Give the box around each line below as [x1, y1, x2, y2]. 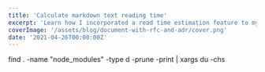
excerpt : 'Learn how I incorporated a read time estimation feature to [8, 19, 248, 27]
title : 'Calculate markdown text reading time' [8, 11, 168, 20]
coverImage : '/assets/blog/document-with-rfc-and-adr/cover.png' [8, 26, 227, 34]
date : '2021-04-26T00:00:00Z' [8, 33, 108, 41]
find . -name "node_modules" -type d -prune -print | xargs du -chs [8, 55, 226, 64]
